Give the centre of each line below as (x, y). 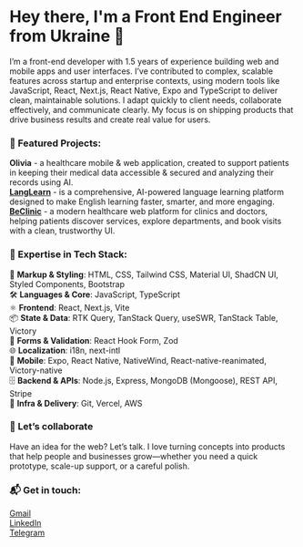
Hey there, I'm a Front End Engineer (146, 17)
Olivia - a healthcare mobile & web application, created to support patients (149, 163)
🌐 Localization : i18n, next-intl (65, 350)
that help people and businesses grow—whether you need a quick (134, 456)
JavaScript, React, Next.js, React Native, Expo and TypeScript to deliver (144, 90)
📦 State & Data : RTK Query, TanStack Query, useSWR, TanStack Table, (144, 317)
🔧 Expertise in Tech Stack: (68, 254)
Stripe (21, 393)
